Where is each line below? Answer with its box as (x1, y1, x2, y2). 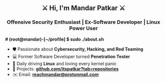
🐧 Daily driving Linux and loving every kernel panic (12, 60, 117, 66)
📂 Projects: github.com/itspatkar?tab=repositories (12, 66, 119, 72)
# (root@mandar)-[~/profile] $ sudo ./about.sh (5, 36, 104, 42)
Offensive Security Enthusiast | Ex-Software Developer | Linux (6, 19, 161, 26)
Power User (69, 25, 98, 32)
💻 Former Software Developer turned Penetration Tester (12, 53, 130, 59)
